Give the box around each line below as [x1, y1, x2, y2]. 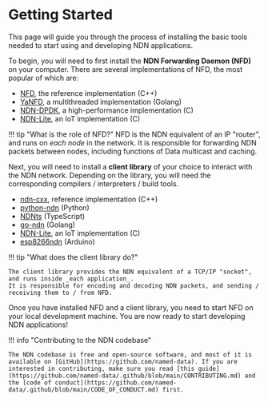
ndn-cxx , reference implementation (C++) [19, 194, 158, 204]
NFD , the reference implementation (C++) [19, 88, 158, 98]
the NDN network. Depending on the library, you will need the [8, 170, 211, 180]
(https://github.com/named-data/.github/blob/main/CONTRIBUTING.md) [8, 372, 242, 380]
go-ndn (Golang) [19, 220, 76, 229]
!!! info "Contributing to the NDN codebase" [8, 335, 152, 344]
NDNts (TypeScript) [19, 211, 86, 221]
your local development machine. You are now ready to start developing [8, 311, 246, 320]
